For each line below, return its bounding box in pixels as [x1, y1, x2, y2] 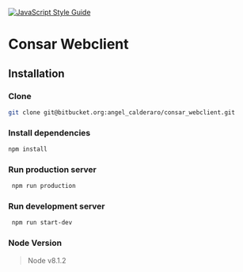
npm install [8, 145, 47, 154]
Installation [8, 67, 65, 80]
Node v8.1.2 [27, 255, 66, 265]
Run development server [8, 201, 105, 212]
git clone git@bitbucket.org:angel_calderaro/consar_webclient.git [8, 108, 236, 117]
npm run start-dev [11, 219, 73, 227]
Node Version [8, 238, 62, 249]
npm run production [11, 182, 77, 190]
